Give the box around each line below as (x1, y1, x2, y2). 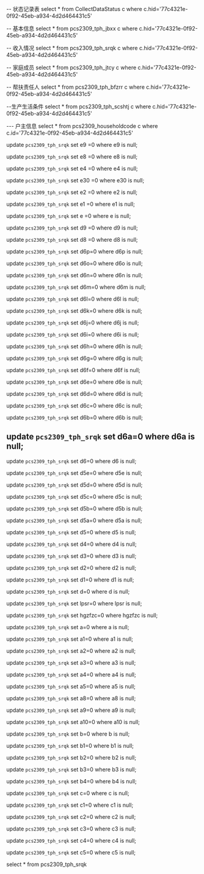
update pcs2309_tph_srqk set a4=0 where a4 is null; (6, 671, 136, 678)
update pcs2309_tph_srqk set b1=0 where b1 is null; (6, 742, 134, 749)
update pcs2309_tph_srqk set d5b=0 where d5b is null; (6, 504, 143, 512)
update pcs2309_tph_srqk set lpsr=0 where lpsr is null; (6, 599, 142, 607)
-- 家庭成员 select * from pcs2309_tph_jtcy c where (6, 64, 137, 71)
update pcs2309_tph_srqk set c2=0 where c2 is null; (6, 813, 136, 820)
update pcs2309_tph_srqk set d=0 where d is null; (6, 588, 130, 595)
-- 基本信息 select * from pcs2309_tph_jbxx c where (6, 25, 138, 32)
